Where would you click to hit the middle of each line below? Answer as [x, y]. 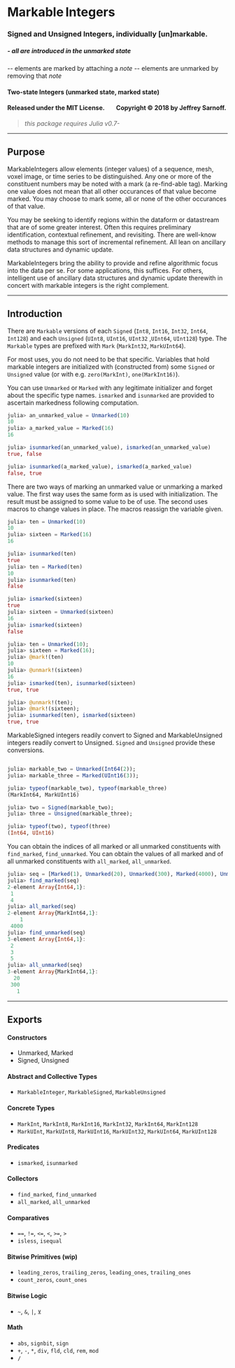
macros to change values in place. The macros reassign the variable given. [115, 509]
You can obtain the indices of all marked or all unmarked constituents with [114, 846]
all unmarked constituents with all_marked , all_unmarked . [90, 861]
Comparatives [28, 1217]
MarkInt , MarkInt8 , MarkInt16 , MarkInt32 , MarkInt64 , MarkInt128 [108, 1124]
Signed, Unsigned [43, 1061]
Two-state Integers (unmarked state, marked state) [83, 92]
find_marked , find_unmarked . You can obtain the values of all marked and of [115, 854]
